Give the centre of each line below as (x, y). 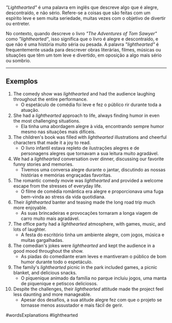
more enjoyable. (30, 207)
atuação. (30, 110)
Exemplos (22, 81)
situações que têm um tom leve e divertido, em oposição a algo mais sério (84, 55)
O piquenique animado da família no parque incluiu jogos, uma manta (94, 278)
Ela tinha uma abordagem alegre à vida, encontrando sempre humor (92, 126)
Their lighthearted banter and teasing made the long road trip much (84, 202)
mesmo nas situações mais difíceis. (58, 132)
